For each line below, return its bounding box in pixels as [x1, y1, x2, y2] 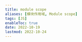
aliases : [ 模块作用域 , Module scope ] [5, 12, 78, 16]
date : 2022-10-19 [5, 25, 40, 30]
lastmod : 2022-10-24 [5, 29, 47, 34]
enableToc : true [5, 20, 38, 26]
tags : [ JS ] [5, 16, 27, 21]
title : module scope [5, 7, 47, 12]
